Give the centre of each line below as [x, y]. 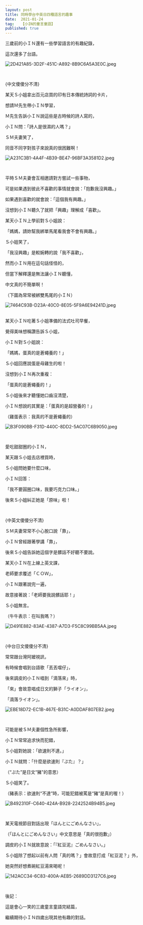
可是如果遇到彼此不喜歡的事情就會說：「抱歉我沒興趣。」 [62, 189]
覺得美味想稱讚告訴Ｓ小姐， [34, 332]
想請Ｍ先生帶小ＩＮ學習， [31, 105]
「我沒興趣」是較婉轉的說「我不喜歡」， [46, 253]
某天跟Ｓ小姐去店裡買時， [31, 457]
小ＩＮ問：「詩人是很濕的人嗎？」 [39, 127]
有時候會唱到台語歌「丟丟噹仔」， [39, 667]
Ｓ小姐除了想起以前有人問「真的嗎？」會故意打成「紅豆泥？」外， [73, 855]
